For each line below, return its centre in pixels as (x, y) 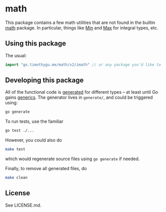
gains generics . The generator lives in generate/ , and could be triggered (79, 97)
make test (15, 149)
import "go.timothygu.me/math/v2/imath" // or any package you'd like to (83, 65)
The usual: (16, 55)
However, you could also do (34, 140)
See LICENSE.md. (23, 205)
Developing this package (44, 80)
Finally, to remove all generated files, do (46, 169)
